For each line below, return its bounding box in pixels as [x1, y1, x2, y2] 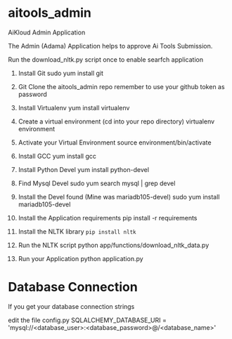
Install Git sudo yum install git [18, 69, 104, 77]
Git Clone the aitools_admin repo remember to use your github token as [18, 82, 225, 91]
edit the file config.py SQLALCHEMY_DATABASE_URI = [8, 316, 167, 324]
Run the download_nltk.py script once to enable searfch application [8, 55, 203, 64]
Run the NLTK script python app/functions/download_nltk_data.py [18, 241, 210, 249]
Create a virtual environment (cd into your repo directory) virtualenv [18, 117, 215, 126]
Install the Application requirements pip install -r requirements [18, 213, 198, 222]
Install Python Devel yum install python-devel [18, 165, 150, 173]
